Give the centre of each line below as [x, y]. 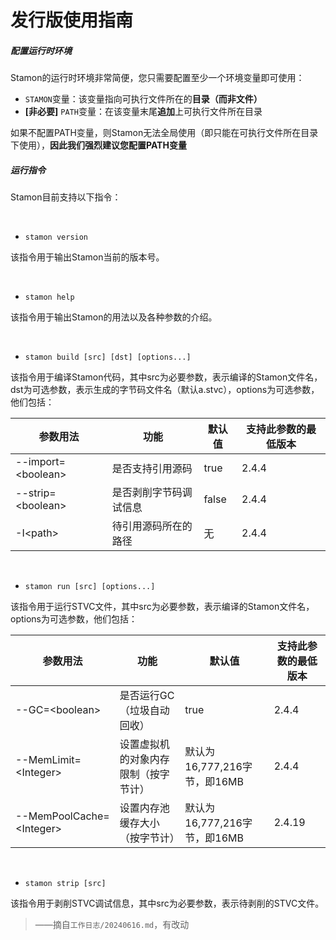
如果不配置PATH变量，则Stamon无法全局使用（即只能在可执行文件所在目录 [164, 133]
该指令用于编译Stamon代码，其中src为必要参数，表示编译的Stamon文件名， [166, 377]
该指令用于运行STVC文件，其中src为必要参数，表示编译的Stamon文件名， [162, 607]
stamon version [56, 237]
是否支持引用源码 [152, 469]
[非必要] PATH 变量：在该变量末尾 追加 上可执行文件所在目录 [143, 112]
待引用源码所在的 [152, 526]
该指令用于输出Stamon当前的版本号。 [87, 257]
